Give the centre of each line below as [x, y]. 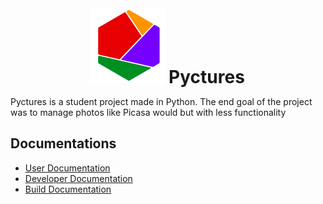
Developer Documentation [78, 178]
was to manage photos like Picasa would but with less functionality [148, 112]
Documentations [63, 143]
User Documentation [67, 168]
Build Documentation [68, 189]
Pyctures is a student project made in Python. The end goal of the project [161, 101]
